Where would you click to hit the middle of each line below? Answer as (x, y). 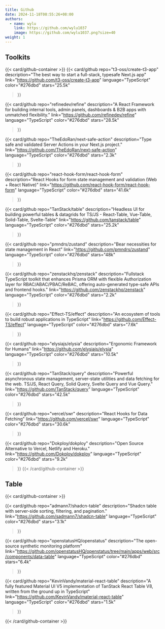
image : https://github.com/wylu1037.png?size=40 (65, 33)
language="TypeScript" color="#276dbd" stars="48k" (60, 254)
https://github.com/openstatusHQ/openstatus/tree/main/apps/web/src (88, 551)
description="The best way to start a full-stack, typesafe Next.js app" (76, 74)
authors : (14, 19)
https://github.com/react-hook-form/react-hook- (101, 185)
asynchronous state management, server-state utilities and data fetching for (82, 379)
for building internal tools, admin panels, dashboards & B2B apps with (76, 109)
